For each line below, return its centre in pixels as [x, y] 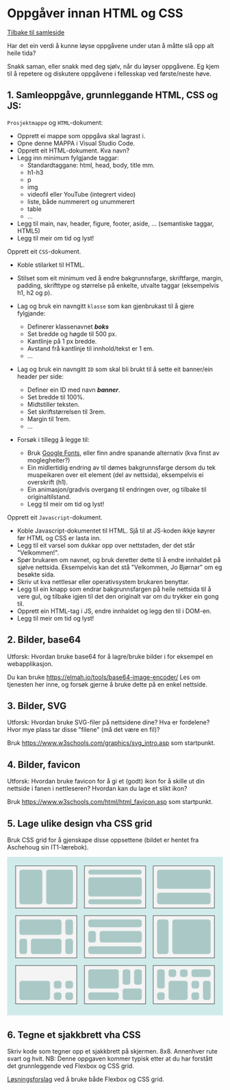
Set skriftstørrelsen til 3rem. [66, 412]
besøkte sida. [36, 574]
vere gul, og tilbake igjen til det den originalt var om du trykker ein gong [118, 596]
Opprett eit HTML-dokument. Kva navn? [73, 151]
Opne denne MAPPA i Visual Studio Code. [76, 143]
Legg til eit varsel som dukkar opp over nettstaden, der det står [106, 545]
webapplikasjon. [30, 664]
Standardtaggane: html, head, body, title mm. [91, 165]
